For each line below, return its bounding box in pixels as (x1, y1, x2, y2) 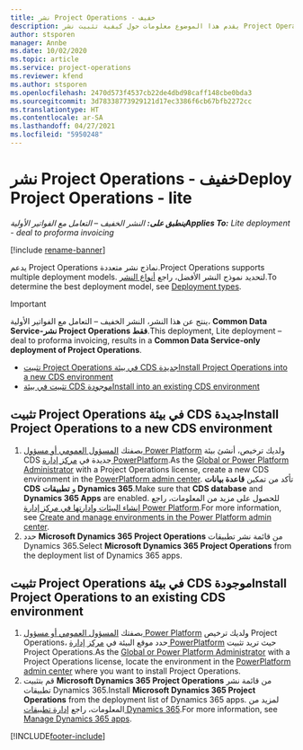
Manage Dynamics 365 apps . (22, 713, 133, 724)
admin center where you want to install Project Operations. (22, 666, 241, 676)
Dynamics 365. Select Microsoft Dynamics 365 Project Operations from (22, 540, 292, 551)
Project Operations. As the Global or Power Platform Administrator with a (22, 647, 290, 657)
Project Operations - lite (10, 188, 192, 208)
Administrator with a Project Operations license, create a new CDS (22, 463, 270, 474)
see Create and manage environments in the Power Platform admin (22, 511, 272, 522)
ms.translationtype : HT (10, 105, 100, 114)
